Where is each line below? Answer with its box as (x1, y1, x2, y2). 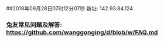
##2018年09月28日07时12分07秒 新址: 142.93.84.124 (6, 5, 134, 12)
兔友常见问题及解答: (6, 21, 63, 29)
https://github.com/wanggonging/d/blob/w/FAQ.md (6, 28, 158, 36)
